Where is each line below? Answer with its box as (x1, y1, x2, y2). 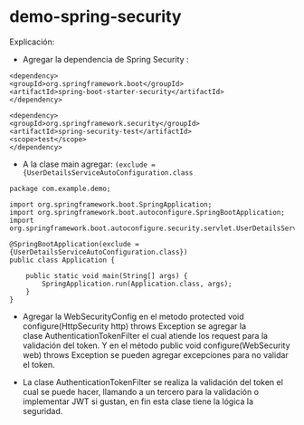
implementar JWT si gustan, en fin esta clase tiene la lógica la (22, 396, 254, 407)
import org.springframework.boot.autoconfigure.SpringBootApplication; (9, 208, 285, 217)
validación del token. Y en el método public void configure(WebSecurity (22, 340, 291, 351)
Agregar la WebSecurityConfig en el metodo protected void (22, 311, 244, 322)
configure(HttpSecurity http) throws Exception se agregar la (22, 320, 247, 332)
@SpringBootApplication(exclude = (9, 239, 140, 248)
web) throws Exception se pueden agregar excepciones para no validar (22, 349, 290, 360)
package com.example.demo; (9, 184, 111, 193)
